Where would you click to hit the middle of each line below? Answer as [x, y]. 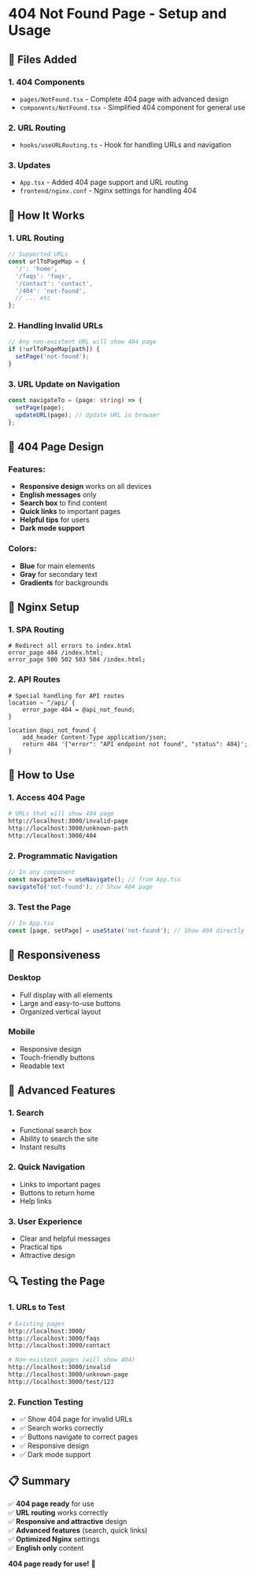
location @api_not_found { [52, 730]
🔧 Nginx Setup [44, 607]
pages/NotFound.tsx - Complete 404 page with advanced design [124, 98]
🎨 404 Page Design [56, 447]
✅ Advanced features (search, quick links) [78, 1530]
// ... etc [33, 298]
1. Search [26, 1113]
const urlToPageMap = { [47, 262]
